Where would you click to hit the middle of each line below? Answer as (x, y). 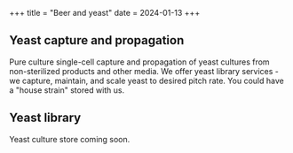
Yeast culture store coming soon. (70, 139)
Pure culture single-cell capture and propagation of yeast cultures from (139, 62)
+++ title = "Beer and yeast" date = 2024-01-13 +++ (105, 13)
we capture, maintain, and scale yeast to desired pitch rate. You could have (146, 80)
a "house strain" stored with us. (67, 90)
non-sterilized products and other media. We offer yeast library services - (144, 71)
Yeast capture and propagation (97, 40)
